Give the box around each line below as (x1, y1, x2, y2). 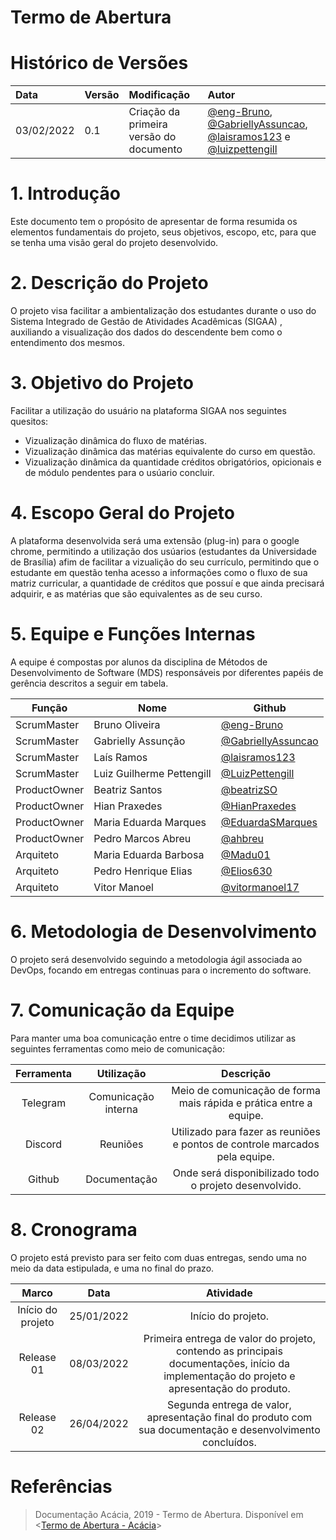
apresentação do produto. (168, 1381, 291, 1395)
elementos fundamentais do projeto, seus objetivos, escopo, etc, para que (10, 226, 317, 238)
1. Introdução (10, 182, 121, 205)
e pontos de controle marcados (172, 1137, 320, 1151)
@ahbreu (220, 831, 264, 845)
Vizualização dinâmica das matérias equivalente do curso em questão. (24, 445, 316, 457)
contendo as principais (175, 1344, 283, 1358)
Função (31, 701, 68, 715)
